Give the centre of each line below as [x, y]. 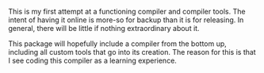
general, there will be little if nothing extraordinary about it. [104, 28]
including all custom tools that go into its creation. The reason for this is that [132, 52]
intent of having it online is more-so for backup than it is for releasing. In [126, 20]
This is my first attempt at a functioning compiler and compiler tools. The [127, 12]
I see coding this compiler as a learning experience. [92, 60]
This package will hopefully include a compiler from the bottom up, [118, 44]
